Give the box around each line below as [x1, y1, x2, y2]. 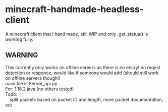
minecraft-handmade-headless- [5, 4, 144, 15]
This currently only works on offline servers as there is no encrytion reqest [5, 64, 160, 70]
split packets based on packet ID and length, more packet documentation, [10, 96, 163, 102]
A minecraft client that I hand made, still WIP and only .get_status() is [5, 31, 148, 37]
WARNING [5, 51, 38, 60]
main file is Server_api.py [5, 80, 58, 86]
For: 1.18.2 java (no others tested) [5, 86, 74, 92]
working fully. [5, 36, 34, 42]
